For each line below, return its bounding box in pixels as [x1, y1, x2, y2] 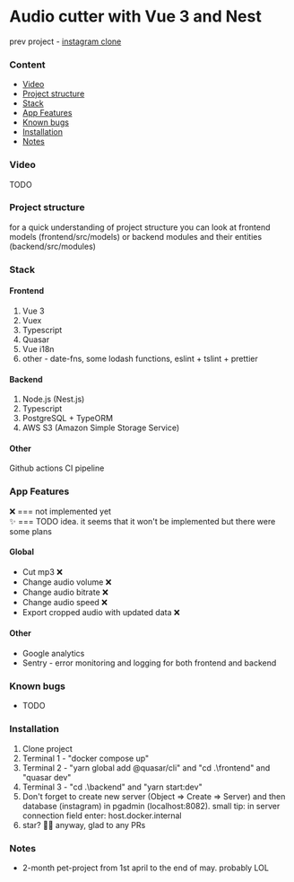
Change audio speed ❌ [22, 596, 108, 607]
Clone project [22, 743, 73, 754]
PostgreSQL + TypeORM [22, 413, 114, 424]
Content [9, 58, 47, 71]
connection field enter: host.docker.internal [22, 810, 182, 821]
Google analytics [22, 648, 85, 659]
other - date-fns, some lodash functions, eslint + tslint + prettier [22, 353, 258, 364]
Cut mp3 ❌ [22, 566, 63, 577]
